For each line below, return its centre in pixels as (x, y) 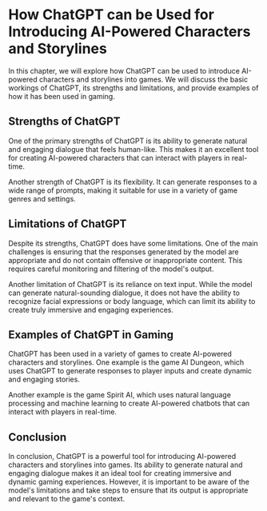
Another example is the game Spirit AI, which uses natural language (120, 395)
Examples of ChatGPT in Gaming (91, 335)
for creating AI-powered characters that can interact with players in (119, 158)
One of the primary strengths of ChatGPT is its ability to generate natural (128, 141)
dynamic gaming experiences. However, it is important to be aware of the (129, 482)
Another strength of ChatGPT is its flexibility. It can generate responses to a (133, 182)
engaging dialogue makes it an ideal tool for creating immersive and (120, 473)
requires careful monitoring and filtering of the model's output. (111, 269)
